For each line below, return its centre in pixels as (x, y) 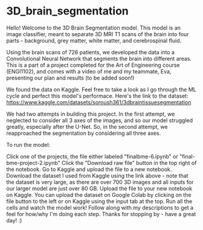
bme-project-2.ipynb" (33, 163)
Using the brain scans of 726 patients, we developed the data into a (91, 52)
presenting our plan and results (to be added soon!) (70, 78)
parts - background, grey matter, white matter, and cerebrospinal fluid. (94, 40)
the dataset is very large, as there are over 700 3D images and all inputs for (100, 182)
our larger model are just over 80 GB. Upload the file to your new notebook (99, 188)
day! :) (14, 220)
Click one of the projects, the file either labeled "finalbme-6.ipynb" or (92, 156)
